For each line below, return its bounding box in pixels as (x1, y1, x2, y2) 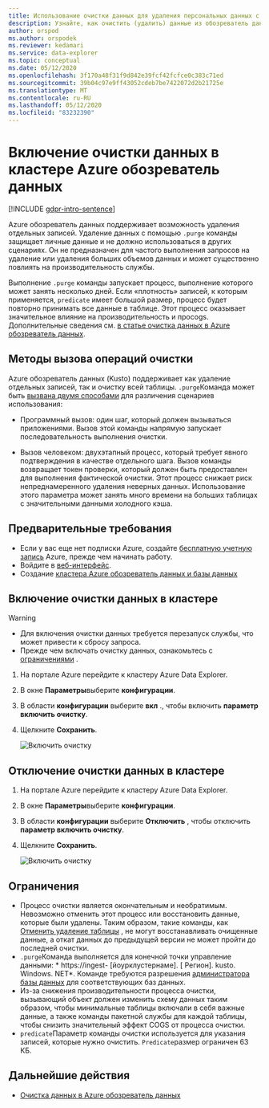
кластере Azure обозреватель (8, 161, 220, 179)
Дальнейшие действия (8, 1069, 130, 1082)
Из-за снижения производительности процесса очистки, (19, 986, 216, 996)
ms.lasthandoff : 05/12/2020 (8, 101, 102, 109)
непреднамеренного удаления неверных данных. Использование (19, 481, 246, 491)
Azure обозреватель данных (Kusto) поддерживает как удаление (8, 373, 231, 383)
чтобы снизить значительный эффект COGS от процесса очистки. (19, 1020, 246, 1029)
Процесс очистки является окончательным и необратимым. (19, 901, 227, 910)
